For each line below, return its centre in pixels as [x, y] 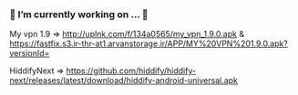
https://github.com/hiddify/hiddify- [131, 71]
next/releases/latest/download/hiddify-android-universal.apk [124, 81]
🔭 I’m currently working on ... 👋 [79, 14]
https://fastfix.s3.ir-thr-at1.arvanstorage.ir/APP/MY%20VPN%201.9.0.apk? [149, 43]
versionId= [30, 53]
